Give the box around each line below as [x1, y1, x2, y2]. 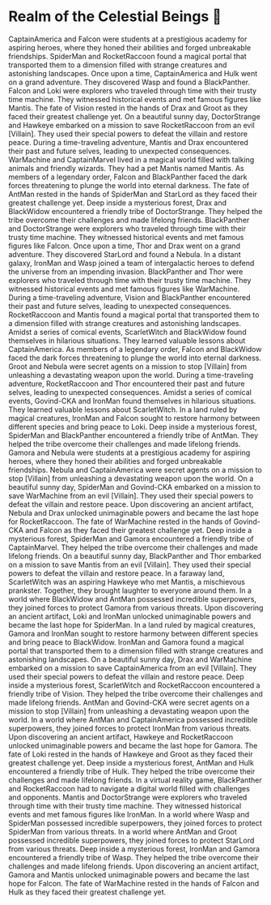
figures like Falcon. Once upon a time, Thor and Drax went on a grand [8, 241, 241, 251]
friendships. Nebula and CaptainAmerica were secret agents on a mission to [8, 465, 263, 474]
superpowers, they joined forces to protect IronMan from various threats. [8, 723, 252, 733]
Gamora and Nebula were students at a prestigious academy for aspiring [8, 448, 251, 457]
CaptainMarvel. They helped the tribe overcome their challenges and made [8, 543, 259, 552]
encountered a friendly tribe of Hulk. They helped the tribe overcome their [8, 766, 256, 776]
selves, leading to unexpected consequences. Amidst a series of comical [8, 387, 252, 397]
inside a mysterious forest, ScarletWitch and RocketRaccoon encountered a [8, 680, 260, 690]
